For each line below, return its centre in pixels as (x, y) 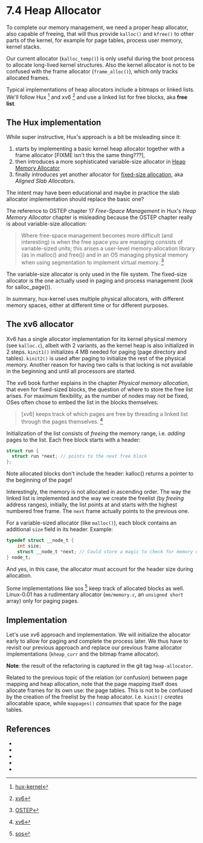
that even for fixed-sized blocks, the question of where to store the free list (100, 389)
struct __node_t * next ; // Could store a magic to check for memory (105, 552)
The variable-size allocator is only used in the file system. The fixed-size (97, 274)
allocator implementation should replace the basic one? (75, 199)
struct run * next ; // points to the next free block (79, 456)
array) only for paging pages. (43, 601)
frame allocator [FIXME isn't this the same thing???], (80, 155)
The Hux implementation (54, 122)
